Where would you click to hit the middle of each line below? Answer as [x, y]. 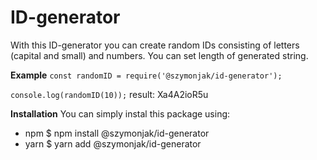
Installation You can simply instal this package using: [120, 113]
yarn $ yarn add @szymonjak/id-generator [113, 143]
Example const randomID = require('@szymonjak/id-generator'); [146, 75]
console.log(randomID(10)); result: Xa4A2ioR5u [109, 94]
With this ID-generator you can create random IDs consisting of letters [155, 45]
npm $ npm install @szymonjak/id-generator [117, 133]
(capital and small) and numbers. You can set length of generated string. [159, 55]
